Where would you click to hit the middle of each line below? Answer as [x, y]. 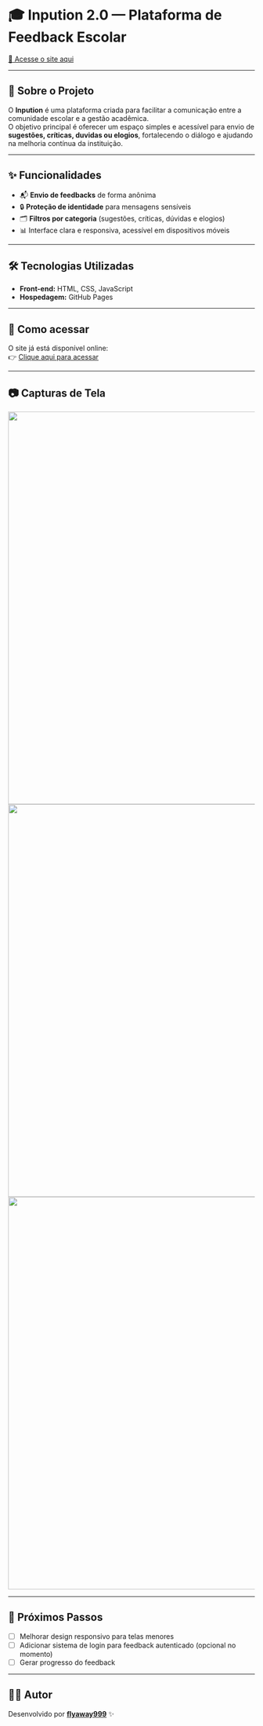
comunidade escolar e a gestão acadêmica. [79, 118]
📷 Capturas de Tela [57, 393]
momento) [36, 1654]
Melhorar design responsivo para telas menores [97, 1636]
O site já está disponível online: [58, 348]
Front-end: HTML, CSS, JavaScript [76, 289]
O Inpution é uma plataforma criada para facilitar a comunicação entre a [125, 110]
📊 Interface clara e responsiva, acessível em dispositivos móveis [124, 230]
